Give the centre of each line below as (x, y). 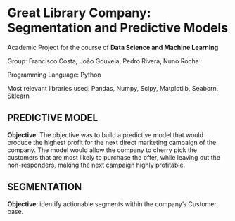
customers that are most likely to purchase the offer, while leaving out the (114, 157)
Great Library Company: (79, 13)
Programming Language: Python (54, 75)
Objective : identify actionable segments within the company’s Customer (112, 204)
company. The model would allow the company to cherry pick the (102, 150)
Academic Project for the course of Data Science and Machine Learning (113, 47)
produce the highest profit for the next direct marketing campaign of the (112, 142)
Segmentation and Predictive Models (118, 28)
